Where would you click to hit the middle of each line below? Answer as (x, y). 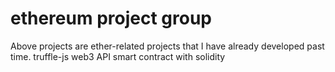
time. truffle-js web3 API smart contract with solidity (118, 56)
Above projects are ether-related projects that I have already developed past (167, 46)
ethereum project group (111, 18)
